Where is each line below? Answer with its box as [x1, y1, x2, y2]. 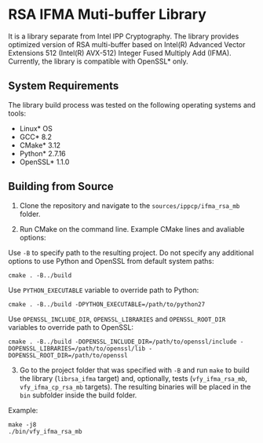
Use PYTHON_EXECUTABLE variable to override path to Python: [8, 285, 199, 295]
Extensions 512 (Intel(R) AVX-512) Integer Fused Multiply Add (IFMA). [8, 48, 232, 57]
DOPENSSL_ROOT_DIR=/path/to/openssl [8, 351, 128, 359]
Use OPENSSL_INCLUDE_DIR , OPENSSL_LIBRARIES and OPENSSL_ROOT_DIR [8, 314, 226, 324]
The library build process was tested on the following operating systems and [8, 100, 256, 109]
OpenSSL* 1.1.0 [19, 157, 70, 167]
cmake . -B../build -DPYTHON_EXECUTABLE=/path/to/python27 [8, 300, 206, 308]
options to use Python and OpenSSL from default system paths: [8, 256, 214, 265]
